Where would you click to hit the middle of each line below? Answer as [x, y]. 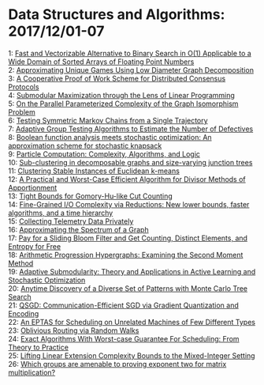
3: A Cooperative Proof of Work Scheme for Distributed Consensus [117, 78]
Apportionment [33, 187]
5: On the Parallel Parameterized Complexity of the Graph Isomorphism [123, 104]
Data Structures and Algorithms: [117, 15]
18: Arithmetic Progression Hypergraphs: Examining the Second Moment [126, 255]
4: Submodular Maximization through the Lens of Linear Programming [121, 95]
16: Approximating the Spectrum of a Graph [78, 229]
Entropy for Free [35, 246]
